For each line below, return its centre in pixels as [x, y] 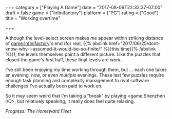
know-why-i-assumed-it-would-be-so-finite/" [54, 49]
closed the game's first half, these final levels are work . [64, 60]
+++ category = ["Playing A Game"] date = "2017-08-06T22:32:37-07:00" [84, 7]
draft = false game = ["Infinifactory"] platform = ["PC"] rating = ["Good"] [82, 13]
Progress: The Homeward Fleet [38, 111]
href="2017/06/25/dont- [134, 43]
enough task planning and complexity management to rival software [77, 80]
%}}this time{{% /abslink [130, 49]
